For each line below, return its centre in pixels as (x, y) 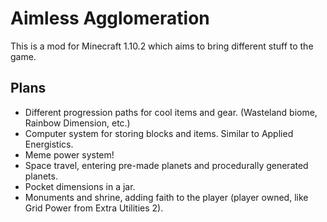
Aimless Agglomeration (110, 18)
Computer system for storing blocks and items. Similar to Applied (159, 133)
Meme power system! (69, 154)
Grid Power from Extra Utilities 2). (94, 208)
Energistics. (49, 144)
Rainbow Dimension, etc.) (77, 123)
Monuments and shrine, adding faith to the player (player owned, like (166, 197)
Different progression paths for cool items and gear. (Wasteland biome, (171, 112)
